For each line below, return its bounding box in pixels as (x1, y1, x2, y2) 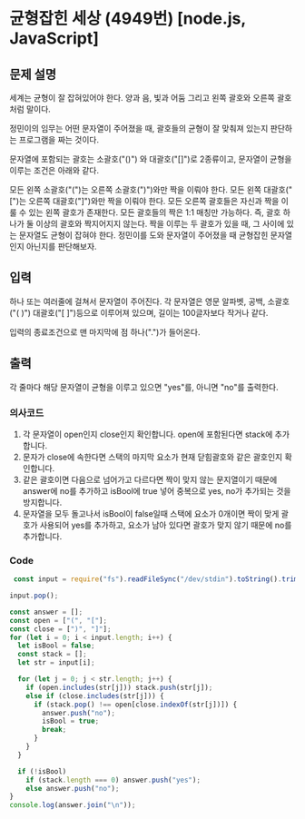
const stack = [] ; (17, 650, 88, 659)
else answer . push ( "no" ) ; (25, 784, 120, 793)
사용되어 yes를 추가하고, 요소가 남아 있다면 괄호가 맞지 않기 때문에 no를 (39, 519, 292, 530)
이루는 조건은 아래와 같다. (9, 165, 100, 175)
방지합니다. (22, 497, 63, 508)
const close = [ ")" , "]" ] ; (9, 624, 112, 634)
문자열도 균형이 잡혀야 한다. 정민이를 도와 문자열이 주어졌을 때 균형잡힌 (18, 230, 269, 241)
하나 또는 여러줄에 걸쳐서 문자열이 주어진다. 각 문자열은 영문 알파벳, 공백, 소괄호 (9, 296, 290, 307)
